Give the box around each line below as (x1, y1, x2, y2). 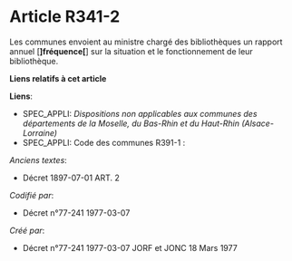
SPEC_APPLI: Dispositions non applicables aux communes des (22, 108, 258, 119)
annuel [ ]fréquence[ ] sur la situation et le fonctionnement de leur (9, 45, 254, 56)
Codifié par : (9, 189, 54, 200)
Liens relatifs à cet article (9, 72, 107, 83)
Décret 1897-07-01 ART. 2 (22, 172, 121, 183)
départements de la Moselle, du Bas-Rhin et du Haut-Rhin (22, 118, 240, 129)
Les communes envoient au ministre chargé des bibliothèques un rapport (9, 36, 283, 47)
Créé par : (9, 225, 45, 236)
